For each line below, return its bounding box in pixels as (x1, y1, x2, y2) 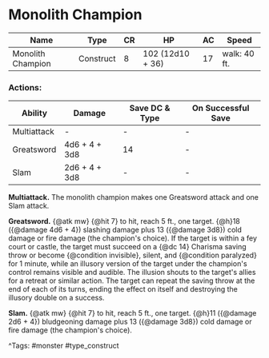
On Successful (191, 102, 250, 113)
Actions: (8, 82, 42, 93)
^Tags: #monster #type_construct (8, 341, 119, 351)
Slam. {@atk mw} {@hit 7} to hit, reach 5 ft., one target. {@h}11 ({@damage (8, 308, 257, 318)
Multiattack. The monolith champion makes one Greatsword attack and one (8, 193, 259, 202)
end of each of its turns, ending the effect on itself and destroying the (8, 284, 238, 294)
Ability (21, 108, 48, 119)
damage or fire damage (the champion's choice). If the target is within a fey (8, 233, 258, 243)
